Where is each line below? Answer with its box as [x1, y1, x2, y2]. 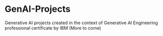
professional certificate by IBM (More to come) [5, 25, 101, 31]
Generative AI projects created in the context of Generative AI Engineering [5, 20, 158, 26]
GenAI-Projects [5, 3, 71, 15]
